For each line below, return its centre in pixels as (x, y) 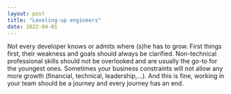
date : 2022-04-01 (32, 26)
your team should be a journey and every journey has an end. (96, 84)
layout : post (26, 14)
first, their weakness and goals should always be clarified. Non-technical (112, 54)
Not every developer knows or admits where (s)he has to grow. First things (114, 47)
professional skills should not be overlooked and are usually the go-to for (112, 61)
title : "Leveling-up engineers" (54, 20)
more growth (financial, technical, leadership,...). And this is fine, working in (116, 76)
